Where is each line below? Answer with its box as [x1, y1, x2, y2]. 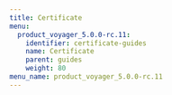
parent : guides [25, 55, 83, 64]
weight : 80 [25, 64, 67, 73]
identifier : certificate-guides [25, 38, 147, 48]
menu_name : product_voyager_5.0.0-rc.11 [9, 72, 164, 81]
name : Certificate [25, 47, 95, 56]
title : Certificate [9, 13, 83, 23]
